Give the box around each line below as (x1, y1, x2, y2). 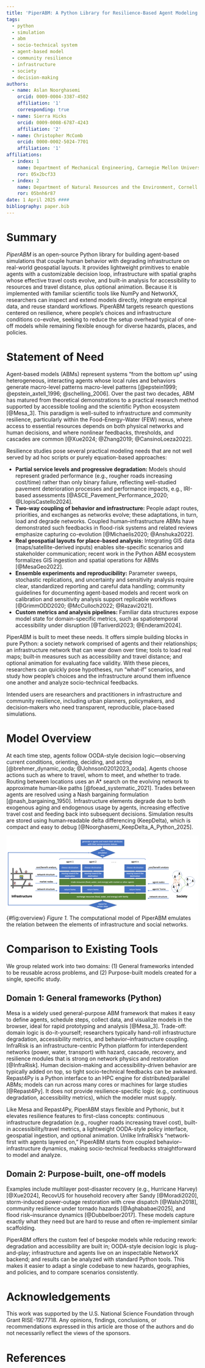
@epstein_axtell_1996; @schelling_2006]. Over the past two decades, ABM (6, 390, 195, 397)
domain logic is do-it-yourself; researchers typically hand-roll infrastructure (6, 1029, 196, 1036)
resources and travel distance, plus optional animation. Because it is (6, 283, 178, 290)
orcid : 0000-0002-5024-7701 (17, 139, 88, 145)
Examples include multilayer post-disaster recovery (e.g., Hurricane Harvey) (6, 1185, 198, 1192)
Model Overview (6, 731, 92, 745)
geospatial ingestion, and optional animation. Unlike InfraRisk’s (6, 1131, 164, 1139)
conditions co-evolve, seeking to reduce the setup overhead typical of (6, 316, 183, 323)
